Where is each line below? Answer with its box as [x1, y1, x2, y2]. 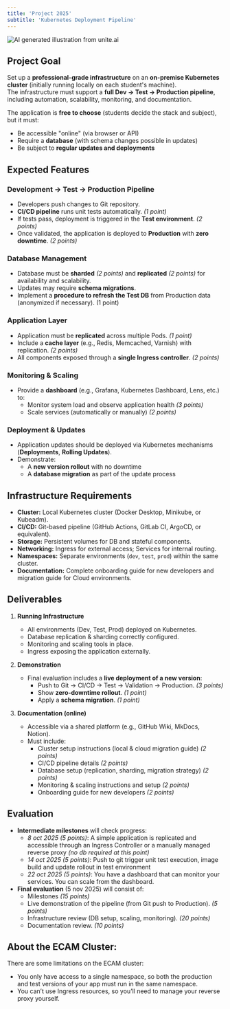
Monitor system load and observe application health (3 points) [27, 400, 204, 409]
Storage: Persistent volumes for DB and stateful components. [16, 537, 192, 545]
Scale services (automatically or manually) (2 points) [27, 408, 176, 416]
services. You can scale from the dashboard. [27, 877, 154, 885]
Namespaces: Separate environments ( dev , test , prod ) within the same [16, 552, 218, 560]
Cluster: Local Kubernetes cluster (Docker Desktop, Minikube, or [16, 508, 201, 516]
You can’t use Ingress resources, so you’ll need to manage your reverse [16, 987, 220, 995]
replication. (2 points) [16, 346, 78, 354]
